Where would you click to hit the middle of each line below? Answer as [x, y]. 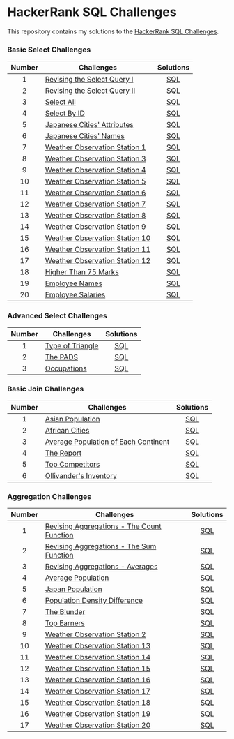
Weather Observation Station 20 [98, 725]
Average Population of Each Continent [107, 442]
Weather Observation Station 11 [98, 250]
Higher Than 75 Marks [82, 272]
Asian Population [72, 419]
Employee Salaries [75, 295]
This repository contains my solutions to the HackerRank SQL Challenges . [113, 31]
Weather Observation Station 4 [95, 170]
